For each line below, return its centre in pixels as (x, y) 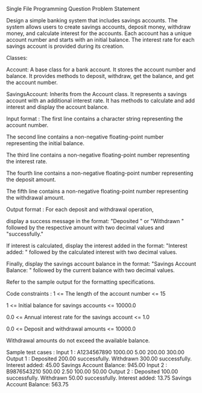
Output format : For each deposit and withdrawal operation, (80, 209)
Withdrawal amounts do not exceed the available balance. (78, 340)
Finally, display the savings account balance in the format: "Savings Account (101, 264)
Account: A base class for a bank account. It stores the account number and (101, 70)
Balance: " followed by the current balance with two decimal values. (90, 270)
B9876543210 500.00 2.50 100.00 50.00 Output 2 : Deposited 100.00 (92, 372)
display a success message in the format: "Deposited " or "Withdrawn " (95, 221)
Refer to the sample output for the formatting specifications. (81, 282)
